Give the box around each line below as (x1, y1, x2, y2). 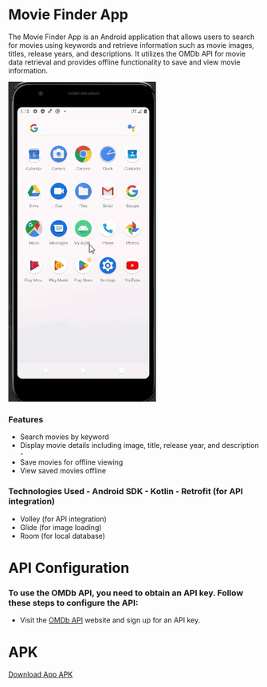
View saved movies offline (19, 466, 107, 476)
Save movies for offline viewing (19, 457, 124, 467)
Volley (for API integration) (19, 514, 108, 524)
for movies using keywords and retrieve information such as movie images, (8, 40, 255, 49)
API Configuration (8, 559, 130, 577)
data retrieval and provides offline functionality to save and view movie (8, 57, 241, 67)
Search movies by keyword (19, 432, 109, 442)
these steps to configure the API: (8, 597, 139, 608)
